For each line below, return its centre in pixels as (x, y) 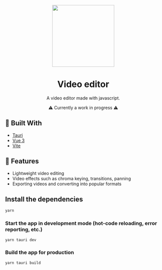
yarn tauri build (23, 263)
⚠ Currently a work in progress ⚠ (83, 108)
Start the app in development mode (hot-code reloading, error (81, 223)
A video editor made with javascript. (83, 98)
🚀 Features (22, 161)
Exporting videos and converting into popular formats (67, 184)
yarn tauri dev (21, 240)
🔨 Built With (24, 123)
